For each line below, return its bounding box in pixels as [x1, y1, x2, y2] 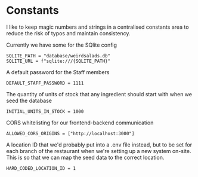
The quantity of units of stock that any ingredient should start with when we [6, 90, 193, 97]
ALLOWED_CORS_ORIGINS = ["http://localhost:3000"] [6, 130, 135, 136]
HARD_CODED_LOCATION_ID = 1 [6, 165, 76, 171]
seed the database [6, 97, 52, 104]
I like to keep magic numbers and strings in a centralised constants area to [6, 23, 189, 30]
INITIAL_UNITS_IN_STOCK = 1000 [6, 108, 84, 114]
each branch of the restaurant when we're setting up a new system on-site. [6, 147, 191, 154]
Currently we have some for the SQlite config [6, 41, 117, 48]
